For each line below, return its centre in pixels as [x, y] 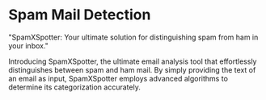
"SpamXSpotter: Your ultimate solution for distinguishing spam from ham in [133, 37]
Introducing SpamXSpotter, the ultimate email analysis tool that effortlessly [133, 61]
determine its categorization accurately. [75, 87]
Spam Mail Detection [80, 15]
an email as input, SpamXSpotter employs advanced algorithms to [118, 78]
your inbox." [28, 45]
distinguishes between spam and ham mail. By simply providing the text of [132, 69]
